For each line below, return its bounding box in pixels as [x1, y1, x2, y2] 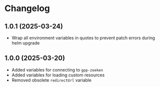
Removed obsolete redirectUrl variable [11, 77, 92, 83]
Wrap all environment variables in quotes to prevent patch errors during [11, 35, 155, 41]
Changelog [4, 3, 50, 14]
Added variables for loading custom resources [11, 72, 105, 78]
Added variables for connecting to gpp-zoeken [11, 67, 103, 72]
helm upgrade [11, 40, 40, 46]
